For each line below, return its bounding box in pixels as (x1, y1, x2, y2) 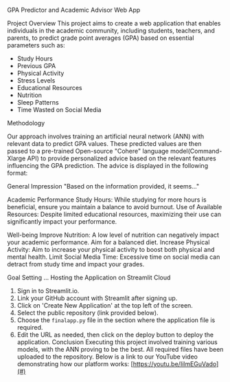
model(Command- (170, 147, 222, 155)
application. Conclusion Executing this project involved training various (16, 338, 218, 346)
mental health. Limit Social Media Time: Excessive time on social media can (7, 253, 220, 261)
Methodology (7, 119, 45, 127)
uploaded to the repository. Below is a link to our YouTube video (16, 352, 198, 361)
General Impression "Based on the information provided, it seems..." (7, 182, 200, 190)
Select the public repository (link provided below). (16, 309, 159, 317)
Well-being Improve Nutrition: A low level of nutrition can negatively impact (7, 231, 220, 239)
